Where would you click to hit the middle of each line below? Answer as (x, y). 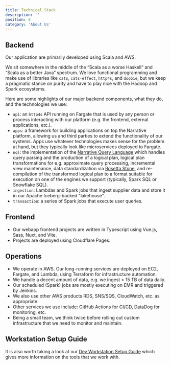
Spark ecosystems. (26, 89)
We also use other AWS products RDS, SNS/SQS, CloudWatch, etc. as (86, 296)
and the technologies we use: (36, 104)
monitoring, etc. (29, 312)
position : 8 (18, 19)
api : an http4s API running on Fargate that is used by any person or (83, 114)
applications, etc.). (32, 125)
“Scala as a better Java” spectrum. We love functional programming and (81, 73)
